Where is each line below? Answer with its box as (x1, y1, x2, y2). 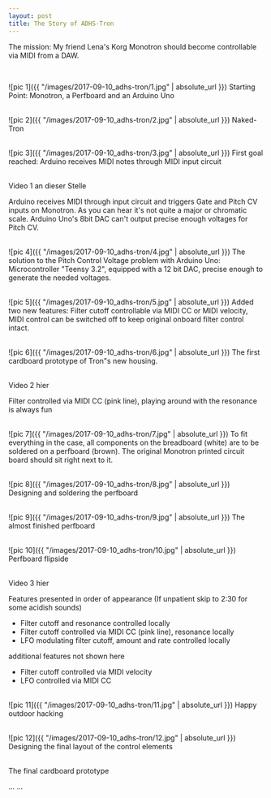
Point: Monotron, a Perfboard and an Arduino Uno (8, 90, 174, 100)
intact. (8, 322, 30, 333)
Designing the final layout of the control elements (8, 741, 173, 751)
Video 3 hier (8, 578, 49, 588)
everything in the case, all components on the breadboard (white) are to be (8, 438, 260, 447)
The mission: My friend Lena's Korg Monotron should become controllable (8, 41, 257, 51)
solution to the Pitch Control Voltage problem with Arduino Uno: (8, 255, 221, 265)
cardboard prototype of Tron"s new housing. (8, 356, 158, 365)
